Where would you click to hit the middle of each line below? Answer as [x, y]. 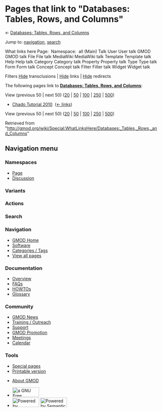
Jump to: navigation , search [33, 42]
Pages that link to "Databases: [67, 9]
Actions [15, 203]
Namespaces [21, 162]
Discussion [23, 178]
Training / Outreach [32, 322]
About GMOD [25, 381]
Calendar [21, 343]
